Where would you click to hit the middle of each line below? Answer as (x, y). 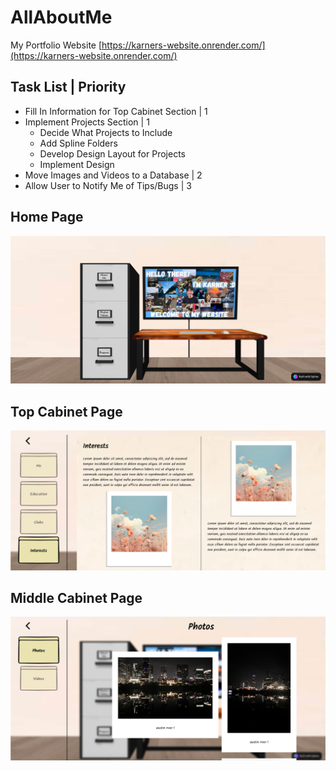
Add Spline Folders (78, 143)
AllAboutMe (61, 17)
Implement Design (77, 164)
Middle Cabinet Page (76, 597)
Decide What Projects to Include (106, 132)
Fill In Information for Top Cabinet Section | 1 (116, 111)
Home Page (47, 217)
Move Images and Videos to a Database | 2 (113, 175)
